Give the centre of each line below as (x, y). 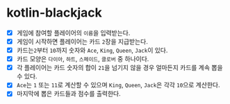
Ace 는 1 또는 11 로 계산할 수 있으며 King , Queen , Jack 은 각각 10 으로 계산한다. (118, 85)
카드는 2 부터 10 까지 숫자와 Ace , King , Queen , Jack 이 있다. (92, 51)
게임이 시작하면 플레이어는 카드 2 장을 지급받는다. (82, 42)
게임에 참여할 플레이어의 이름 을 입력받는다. (73, 33)
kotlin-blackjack (54, 13)
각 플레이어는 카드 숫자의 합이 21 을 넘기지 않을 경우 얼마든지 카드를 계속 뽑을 (120, 68)
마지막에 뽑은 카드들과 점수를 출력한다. (68, 94)
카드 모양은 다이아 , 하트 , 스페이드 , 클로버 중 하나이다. (83, 59)
